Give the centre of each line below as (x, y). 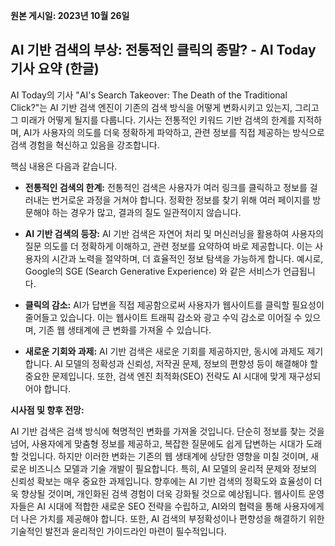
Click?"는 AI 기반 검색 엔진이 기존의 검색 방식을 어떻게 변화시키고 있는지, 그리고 (165, 107)
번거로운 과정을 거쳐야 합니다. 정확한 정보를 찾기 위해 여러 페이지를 (181, 200)
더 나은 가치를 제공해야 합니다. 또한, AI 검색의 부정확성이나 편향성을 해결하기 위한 (167, 518)
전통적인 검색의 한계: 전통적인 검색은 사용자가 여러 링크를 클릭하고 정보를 (166, 187)
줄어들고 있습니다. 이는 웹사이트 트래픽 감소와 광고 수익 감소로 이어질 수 (163, 317)
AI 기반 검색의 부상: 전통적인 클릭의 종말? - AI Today (163, 50)
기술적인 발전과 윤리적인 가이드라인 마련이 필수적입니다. (118, 531)
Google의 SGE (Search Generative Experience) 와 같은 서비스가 (153, 271)
